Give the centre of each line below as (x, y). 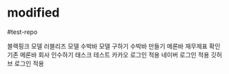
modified (33, 13)
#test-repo (22, 32)
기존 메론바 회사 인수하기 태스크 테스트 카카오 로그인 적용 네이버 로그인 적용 (108, 55)
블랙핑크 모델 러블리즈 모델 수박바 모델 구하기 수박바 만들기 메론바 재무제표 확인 (114, 46)
